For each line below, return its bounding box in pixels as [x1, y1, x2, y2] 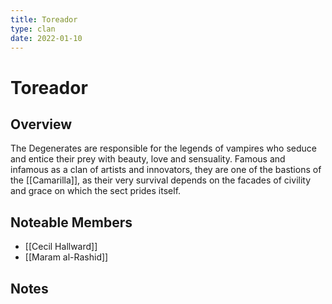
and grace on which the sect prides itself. [10, 185, 182, 197]
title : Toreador [10, 14, 78, 25]
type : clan [10, 24, 56, 34]
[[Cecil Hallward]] [24, 241, 98, 253]
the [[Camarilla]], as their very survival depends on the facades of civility [10, 174, 312, 186]
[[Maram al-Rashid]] [24, 251, 109, 263]
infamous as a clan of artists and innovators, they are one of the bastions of [10, 164, 322, 176]
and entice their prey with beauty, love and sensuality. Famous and [10, 153, 286, 165]
